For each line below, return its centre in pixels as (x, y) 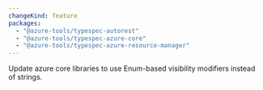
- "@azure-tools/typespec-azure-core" (81, 38)
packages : (25, 23)
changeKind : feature (43, 16)
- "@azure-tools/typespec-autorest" (77, 31)
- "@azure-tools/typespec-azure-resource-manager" (103, 46)
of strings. (25, 77)
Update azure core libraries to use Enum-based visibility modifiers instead (132, 68)
